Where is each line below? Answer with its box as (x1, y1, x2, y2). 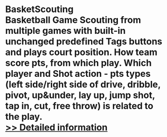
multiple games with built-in (5, 25, 126, 36)
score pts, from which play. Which (5, 57, 152, 69)
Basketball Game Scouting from (5, 14, 141, 26)
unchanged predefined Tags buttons (5, 36, 163, 48)
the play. (5, 111, 43, 122)
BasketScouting (5, 4, 74, 15)
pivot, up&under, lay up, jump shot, (5, 89, 155, 101)
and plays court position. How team (5, 47, 158, 58)
